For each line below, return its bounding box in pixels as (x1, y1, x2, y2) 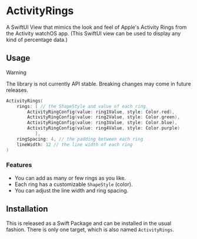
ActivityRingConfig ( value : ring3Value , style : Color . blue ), (27, 119, 178, 126)
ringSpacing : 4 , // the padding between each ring (16, 136, 143, 142)
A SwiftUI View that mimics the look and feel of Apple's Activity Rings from (6, 24, 187, 31)
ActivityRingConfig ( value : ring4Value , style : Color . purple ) (27, 125, 181, 131)
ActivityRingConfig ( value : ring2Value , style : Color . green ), (27, 114, 181, 120)
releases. (6, 87, 28, 94)
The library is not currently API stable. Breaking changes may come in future (6, 80, 191, 87)
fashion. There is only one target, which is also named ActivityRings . (6, 225, 175, 233)
